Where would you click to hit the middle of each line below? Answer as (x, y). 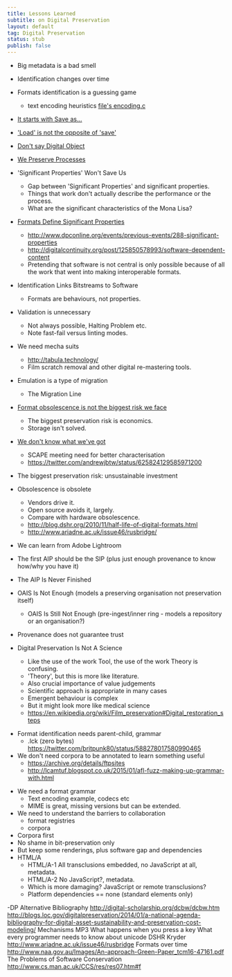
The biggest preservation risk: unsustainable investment (97, 476)
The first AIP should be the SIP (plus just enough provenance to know (116, 559)
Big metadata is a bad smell (56, 65)
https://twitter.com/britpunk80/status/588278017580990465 (114, 748)
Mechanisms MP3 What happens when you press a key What (125, 930)
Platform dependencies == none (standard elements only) (110, 894)
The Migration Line (54, 394)
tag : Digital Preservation (46, 33)
